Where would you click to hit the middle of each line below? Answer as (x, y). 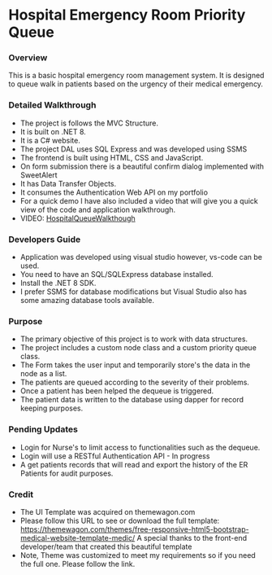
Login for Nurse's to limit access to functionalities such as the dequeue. (140, 447)
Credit (21, 494)
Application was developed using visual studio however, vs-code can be (141, 257)
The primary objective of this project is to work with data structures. (134, 339)
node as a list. (43, 374)
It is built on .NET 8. (53, 131)
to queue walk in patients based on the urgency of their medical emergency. (136, 84)
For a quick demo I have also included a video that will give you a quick (139, 200)
